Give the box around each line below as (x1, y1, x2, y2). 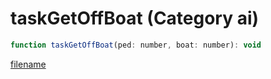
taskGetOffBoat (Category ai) (10, 7, 260, 30)
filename (10, 58, 47, 70)
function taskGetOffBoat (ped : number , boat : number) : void (10, 40, 262, 50)
